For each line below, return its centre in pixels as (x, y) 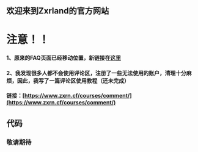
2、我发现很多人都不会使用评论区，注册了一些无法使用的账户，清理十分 (96, 73)
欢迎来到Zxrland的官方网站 (58, 11)
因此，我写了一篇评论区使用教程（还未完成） (73, 81)
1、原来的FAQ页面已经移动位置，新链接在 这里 (64, 58)
